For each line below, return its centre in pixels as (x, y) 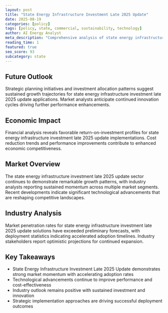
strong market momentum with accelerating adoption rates (73, 274)
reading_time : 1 (22, 43)
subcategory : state (25, 56)
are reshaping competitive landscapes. (45, 197)
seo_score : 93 (20, 52)
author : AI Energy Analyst (33, 33)
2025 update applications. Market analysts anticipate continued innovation (82, 99)
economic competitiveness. (34, 148)
